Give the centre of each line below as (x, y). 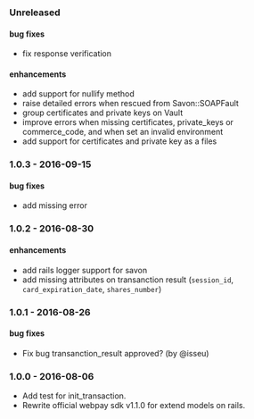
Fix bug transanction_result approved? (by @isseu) (115, 353)
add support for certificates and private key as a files (119, 141)
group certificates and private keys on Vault (102, 113)
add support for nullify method (78, 94)
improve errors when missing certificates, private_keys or (128, 122)
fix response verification (67, 54)
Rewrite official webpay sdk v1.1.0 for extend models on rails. (134, 405)
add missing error (54, 205)
